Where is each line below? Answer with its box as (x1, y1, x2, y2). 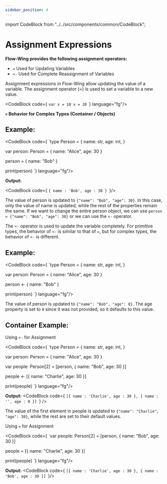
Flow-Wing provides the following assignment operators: (5, 55, 127, 62)
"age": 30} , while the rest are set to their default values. (5, 413, 122, 419)
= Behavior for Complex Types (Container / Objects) (5, 110, 116, 116)
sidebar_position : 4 (5, 7, 49, 13)
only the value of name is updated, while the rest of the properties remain (5, 203, 157, 209)
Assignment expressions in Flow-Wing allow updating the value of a (5, 80, 146, 86)
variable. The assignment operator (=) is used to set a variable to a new (5, 86, 153, 92)
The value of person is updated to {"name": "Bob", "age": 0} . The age (5, 301, 152, 307)
